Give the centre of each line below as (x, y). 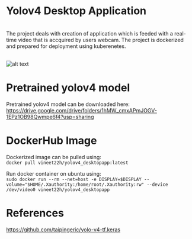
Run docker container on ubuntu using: (54, 173)
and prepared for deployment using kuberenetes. (66, 46)
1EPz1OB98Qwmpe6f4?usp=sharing (50, 117)
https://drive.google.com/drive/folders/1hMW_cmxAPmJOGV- (81, 110)
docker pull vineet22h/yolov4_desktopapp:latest (67, 163)
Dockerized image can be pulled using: (54, 157)
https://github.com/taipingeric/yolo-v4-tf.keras (63, 230)
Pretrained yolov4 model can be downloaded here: (68, 104)
